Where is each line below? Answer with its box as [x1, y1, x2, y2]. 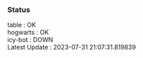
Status [7, 5, 30, 15]
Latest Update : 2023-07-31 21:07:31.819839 [7, 43, 136, 52]
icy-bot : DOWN [7, 36, 54, 44]
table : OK [7, 21, 37, 29]
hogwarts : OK [7, 28, 49, 36]
